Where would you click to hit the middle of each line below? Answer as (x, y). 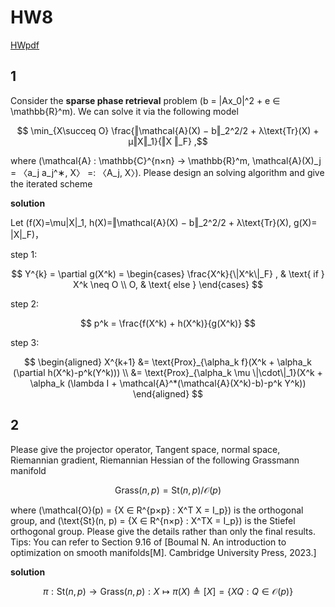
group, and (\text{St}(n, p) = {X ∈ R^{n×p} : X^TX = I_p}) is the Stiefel (153, 520)
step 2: (25, 303)
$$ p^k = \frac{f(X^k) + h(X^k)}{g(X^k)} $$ (168, 323)
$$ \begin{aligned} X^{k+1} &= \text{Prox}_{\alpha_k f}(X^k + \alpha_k (168, 362)
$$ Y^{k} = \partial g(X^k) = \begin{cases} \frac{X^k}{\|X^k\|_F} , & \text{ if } (168, 273)
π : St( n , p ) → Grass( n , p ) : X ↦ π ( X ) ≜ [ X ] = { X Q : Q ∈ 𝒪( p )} (168, 591)
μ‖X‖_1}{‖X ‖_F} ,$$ (168, 141)
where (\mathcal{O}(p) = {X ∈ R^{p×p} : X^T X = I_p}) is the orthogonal (157, 510)
